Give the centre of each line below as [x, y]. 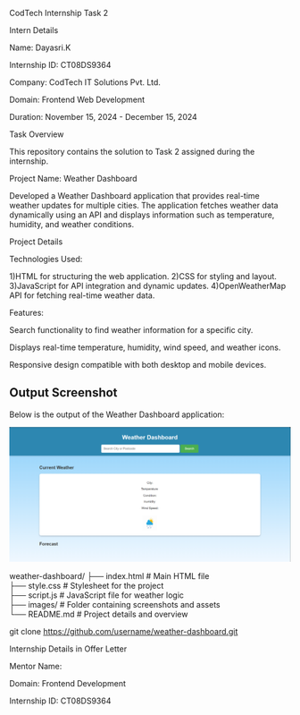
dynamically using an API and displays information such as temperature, [142, 215]
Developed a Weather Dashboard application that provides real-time [135, 196]
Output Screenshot [63, 393]
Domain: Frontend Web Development [77, 99]
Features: [27, 313]
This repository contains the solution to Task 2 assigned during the [132, 152]
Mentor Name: [36, 667]
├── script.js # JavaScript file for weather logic [97, 595]
